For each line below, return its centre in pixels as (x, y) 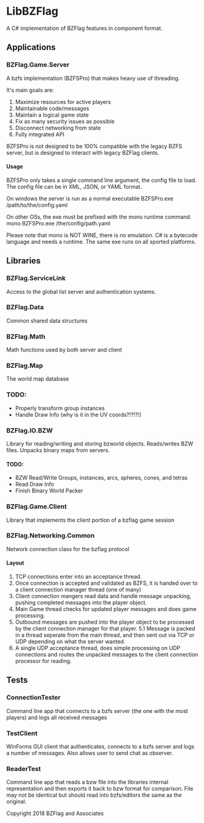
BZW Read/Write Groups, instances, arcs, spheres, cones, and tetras (101, 478)
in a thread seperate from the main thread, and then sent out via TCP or (105, 635)
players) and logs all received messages (57, 717)
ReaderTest (24, 769)
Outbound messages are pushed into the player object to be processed (104, 622)
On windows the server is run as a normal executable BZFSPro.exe (90, 198)
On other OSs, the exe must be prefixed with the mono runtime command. (99, 217)
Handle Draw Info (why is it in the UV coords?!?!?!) (78, 414)
